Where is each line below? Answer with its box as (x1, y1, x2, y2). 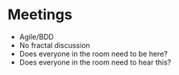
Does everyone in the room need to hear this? (19, 57, 172, 67)
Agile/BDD (19, 32, 54, 41)
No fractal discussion (19, 40, 90, 49)
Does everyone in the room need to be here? (19, 49, 169, 58)
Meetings (7, 6, 73, 24)
